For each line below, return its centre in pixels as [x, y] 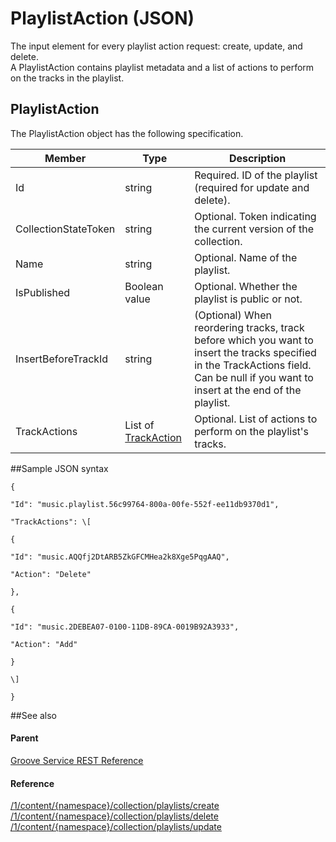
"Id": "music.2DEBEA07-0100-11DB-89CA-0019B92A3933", [125, 627]
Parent [24, 738]
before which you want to [254, 340]
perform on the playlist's [252, 431]
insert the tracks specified [255, 352]
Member [65, 158]
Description [257, 158]
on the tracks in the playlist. [67, 78]
